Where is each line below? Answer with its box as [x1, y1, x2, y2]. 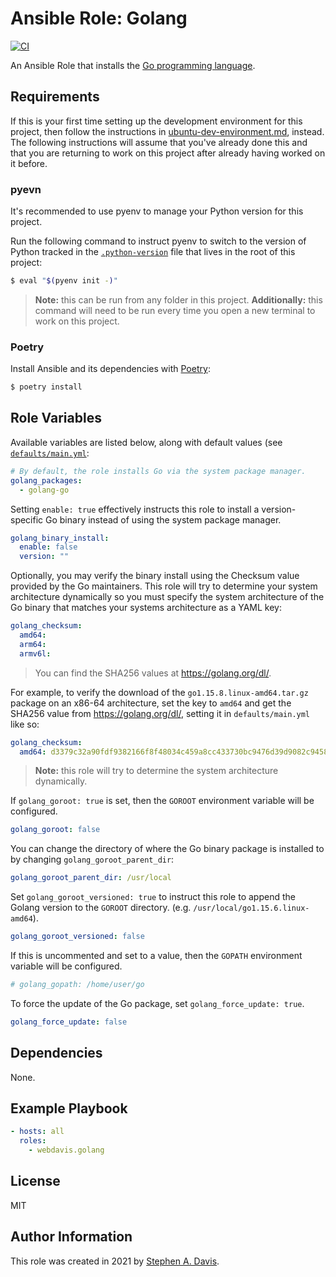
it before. [10, 157, 48, 169]
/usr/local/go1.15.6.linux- [193, 903, 310, 914]
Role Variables [10, 410, 102, 427]
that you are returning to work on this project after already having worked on [10, 147, 326, 159]
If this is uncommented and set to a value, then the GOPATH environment [10, 950, 303, 962]
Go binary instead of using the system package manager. [45, 513, 282, 526]
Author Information [10, 1228, 133, 1246]
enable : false [19, 542, 78, 552]
